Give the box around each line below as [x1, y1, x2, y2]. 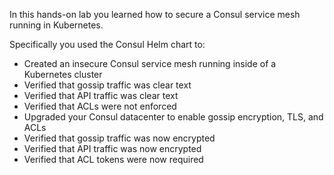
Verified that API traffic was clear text [23, 90, 179, 101]
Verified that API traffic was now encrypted [23, 143, 202, 154]
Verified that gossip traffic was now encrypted [23, 132, 216, 144]
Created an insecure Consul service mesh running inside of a [23, 58, 277, 69]
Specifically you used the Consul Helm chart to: [9, 39, 206, 50]
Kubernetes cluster [23, 69, 103, 80]
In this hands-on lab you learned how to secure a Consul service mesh [9, 9, 301, 20]
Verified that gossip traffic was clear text [23, 79, 192, 91]
